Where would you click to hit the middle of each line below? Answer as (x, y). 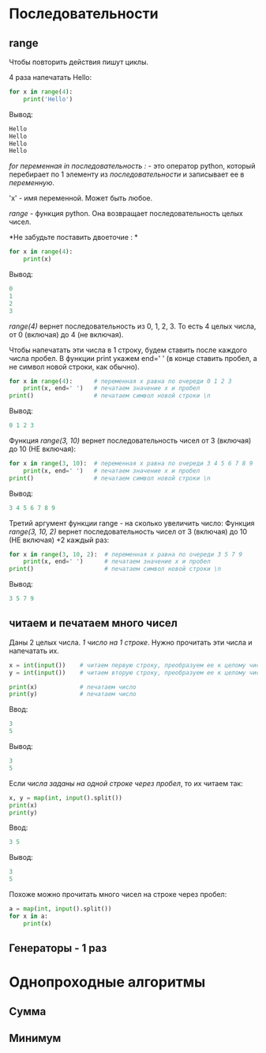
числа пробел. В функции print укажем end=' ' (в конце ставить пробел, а (133, 358)
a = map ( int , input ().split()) (60, 909)
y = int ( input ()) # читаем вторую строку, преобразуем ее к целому (127, 673)
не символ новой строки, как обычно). (75, 367)
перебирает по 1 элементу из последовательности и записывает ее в (127, 174)
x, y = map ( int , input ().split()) (66, 798)
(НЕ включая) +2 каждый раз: (59, 540)
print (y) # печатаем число (73, 694)
